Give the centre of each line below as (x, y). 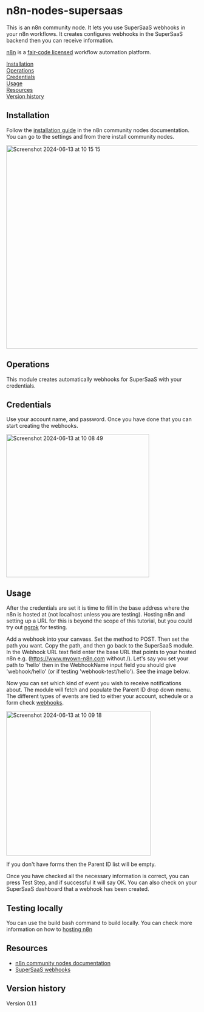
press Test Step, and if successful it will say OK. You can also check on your (102, 882)
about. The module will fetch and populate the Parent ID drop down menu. (99, 690)
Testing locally (35, 908)
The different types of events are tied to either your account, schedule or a (100, 696)
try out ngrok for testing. (37, 627)
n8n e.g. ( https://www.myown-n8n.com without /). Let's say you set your (97, 658)
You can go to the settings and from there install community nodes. (90, 136)
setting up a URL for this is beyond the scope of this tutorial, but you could (99, 621)
